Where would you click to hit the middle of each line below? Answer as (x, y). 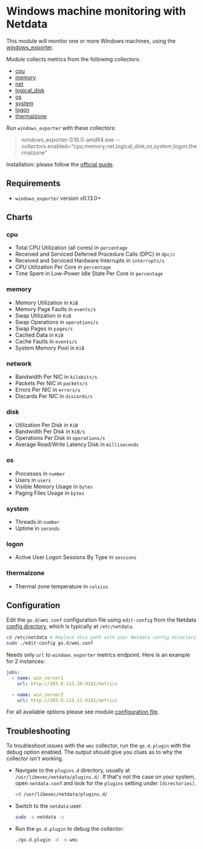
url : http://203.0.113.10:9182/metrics (68, 684)
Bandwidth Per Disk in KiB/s (50, 431)
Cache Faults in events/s (46, 341)
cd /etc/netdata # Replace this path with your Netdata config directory (101, 638)
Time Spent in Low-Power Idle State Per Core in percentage (89, 273)
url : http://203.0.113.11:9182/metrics (68, 700)
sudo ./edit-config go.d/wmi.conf (50, 643)
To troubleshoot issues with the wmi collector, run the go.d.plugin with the (98, 746)
